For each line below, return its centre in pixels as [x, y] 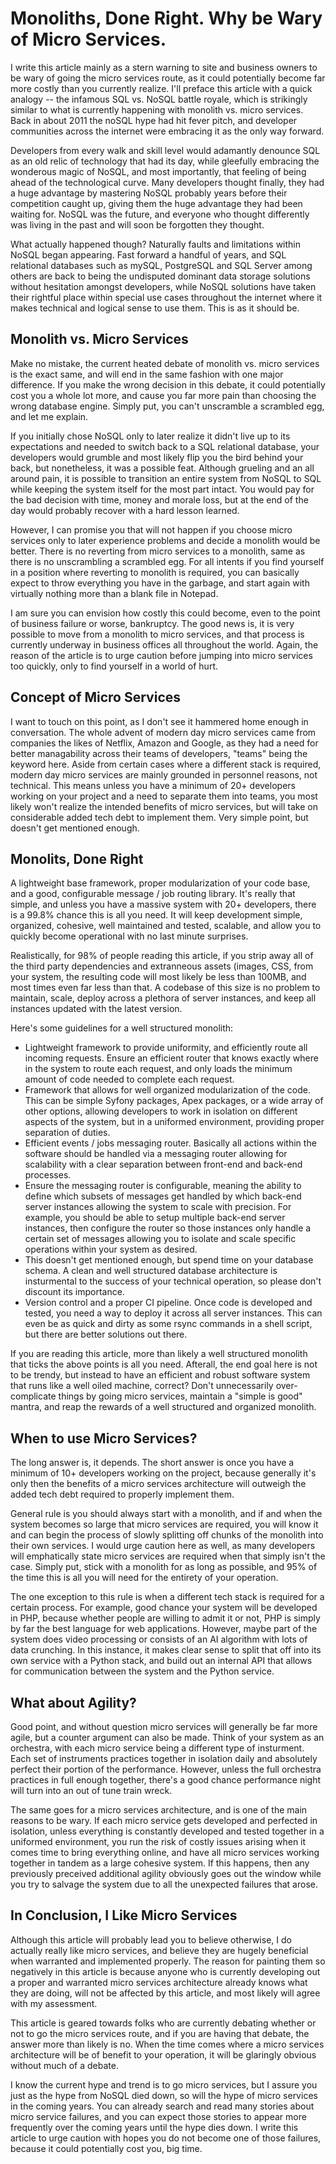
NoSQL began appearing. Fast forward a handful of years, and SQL [148, 254]
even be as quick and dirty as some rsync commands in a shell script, [168, 1324]
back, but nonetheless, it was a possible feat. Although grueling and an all [162, 468]
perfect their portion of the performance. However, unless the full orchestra [166, 1769]
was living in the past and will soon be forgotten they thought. [137, 224]
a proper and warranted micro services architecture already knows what [159, 1982]
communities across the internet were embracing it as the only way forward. [167, 131]
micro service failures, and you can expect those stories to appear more [158, 2116]
